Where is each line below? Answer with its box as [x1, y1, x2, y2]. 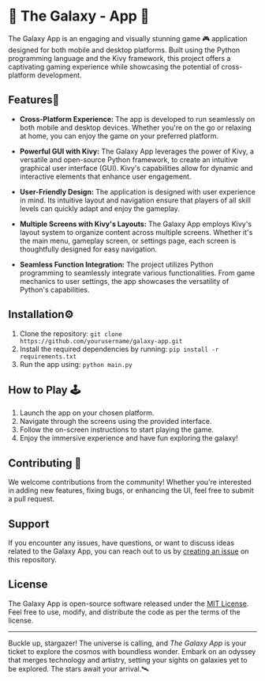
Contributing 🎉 [8, 456, 82, 470]
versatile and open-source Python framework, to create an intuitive [19, 154, 238, 165]
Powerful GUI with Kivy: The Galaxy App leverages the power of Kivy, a [19, 146, 254, 156]
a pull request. [8, 494, 55, 504]
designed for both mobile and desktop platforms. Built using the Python [8, 45, 241, 55]
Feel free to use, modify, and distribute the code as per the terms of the [8, 607, 241, 616]
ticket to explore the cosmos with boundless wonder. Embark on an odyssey [8, 646, 256, 656]
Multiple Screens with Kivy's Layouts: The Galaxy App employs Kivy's [19, 219, 252, 229]
